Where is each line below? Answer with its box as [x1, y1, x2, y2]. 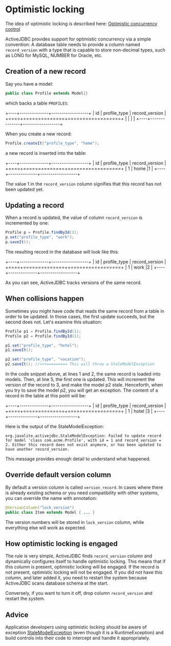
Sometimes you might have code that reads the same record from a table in [5, 308, 165, 314]
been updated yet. [5, 186, 44, 192]
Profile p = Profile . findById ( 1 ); [5, 230, 79, 235]
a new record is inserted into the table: [5, 150, 87, 156]
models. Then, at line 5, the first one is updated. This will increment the [5, 376, 155, 382]
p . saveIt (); [5, 239, 31, 245]
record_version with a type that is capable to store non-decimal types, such [5, 47, 165, 53]
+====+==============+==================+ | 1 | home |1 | [5, 165, 154, 171]
